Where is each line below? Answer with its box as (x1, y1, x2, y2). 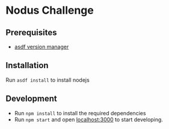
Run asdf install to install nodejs (5, 76, 90, 84)
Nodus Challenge (5, 4, 94, 17)
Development (5, 94, 58, 104)
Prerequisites (5, 27, 57, 38)
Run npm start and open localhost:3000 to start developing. (14, 116, 164, 123)
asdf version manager (14, 43, 69, 50)
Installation (5, 60, 49, 70)
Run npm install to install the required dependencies (14, 109, 146, 116)
